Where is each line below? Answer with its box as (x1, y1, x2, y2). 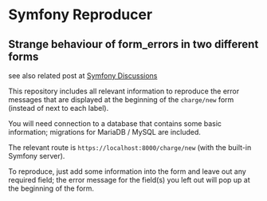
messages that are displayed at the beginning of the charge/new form (8, 95, 234, 104)
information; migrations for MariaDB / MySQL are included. (8, 128, 202, 136)
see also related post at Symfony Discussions (8, 71, 158, 81)
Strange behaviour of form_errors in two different (8, 37, 259, 51)
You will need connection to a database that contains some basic (8, 119, 222, 128)
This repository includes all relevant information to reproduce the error (8, 86, 240, 96)
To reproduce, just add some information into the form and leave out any (8, 167, 247, 176)
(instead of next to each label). (8, 104, 109, 112)
